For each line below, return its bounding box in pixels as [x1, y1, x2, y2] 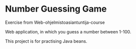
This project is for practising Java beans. [5, 38, 88, 44]
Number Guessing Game [5, 3, 107, 15]
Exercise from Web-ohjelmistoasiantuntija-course [5, 19, 105, 25]
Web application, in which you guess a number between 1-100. [5, 29, 132, 34]
